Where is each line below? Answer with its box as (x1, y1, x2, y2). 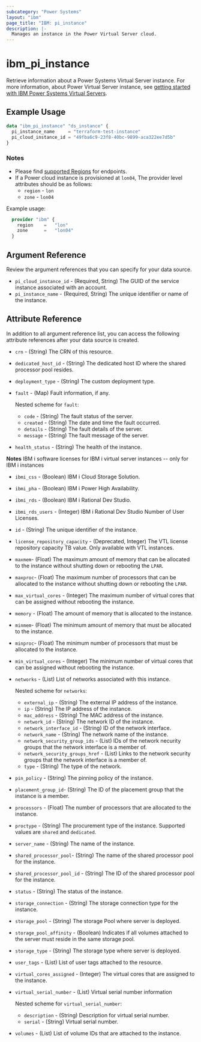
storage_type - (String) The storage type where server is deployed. (14, 947, 181, 954)
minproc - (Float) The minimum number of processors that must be (14, 639, 178, 647)
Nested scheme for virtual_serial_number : (14, 1000, 122, 1007)
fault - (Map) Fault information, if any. (14, 389, 110, 397)
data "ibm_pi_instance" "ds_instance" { (6, 123, 109, 129)
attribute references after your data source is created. (6, 336, 139, 343)
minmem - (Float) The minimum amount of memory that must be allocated (14, 621, 192, 629)
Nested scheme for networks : (14, 687, 87, 694)
